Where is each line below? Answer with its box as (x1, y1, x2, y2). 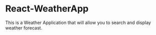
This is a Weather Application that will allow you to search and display (5, 19, 151, 25)
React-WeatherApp (5, 3, 89, 14)
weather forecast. (5, 24, 42, 30)
